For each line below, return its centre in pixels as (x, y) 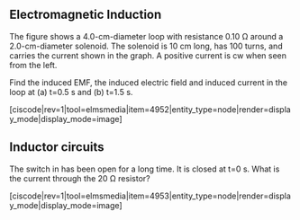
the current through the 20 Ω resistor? (80, 178)
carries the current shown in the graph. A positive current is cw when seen (148, 55)
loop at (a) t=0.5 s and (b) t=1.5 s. (71, 92)
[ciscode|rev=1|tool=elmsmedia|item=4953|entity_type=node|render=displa (150, 196)
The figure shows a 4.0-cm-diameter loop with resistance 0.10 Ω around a (146, 36)
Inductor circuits (57, 147)
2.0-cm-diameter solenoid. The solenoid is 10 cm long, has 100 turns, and (146, 46)
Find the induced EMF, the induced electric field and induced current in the (149, 82)
